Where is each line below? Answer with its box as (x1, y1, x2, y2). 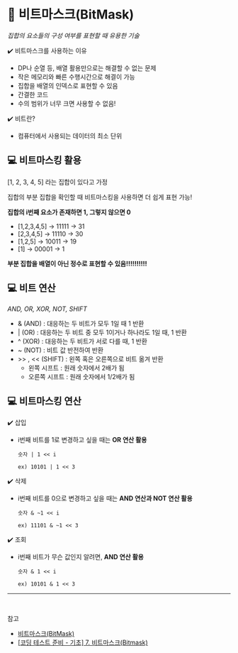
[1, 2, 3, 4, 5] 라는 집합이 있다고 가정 (7, 177, 108, 186)
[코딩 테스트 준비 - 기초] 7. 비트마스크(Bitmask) (17, 638, 149, 647)
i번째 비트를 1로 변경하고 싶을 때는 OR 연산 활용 (17, 436, 147, 444)
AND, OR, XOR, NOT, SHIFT (7, 304, 87, 313)
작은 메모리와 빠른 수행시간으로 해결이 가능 (17, 72, 136, 81)
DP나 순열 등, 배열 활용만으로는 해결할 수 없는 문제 (17, 63, 157, 72)
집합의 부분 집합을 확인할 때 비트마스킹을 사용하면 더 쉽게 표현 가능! (7, 192, 193, 201)
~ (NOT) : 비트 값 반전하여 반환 (17, 346, 104, 354)
